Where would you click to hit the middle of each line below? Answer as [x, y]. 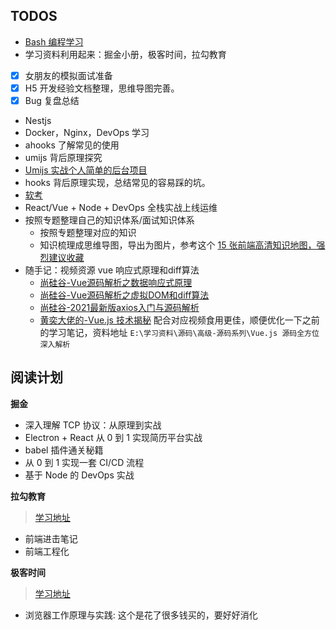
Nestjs [38, 120]
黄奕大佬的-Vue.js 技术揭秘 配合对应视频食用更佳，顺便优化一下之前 [179, 320]
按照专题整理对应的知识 [88, 232]
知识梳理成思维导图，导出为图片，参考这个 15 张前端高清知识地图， [178, 245]
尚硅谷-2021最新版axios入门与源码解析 [119, 307]
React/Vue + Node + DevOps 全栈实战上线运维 [121, 207]
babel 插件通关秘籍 [64, 450]
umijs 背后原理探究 [63, 157]
